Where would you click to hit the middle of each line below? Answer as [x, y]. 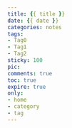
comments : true [30, 73]
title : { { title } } [36, 14]
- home [17, 100]
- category [24, 107]
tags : [15, 34]
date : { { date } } [33, 21]
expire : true [27, 87]
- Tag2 [17, 54]
